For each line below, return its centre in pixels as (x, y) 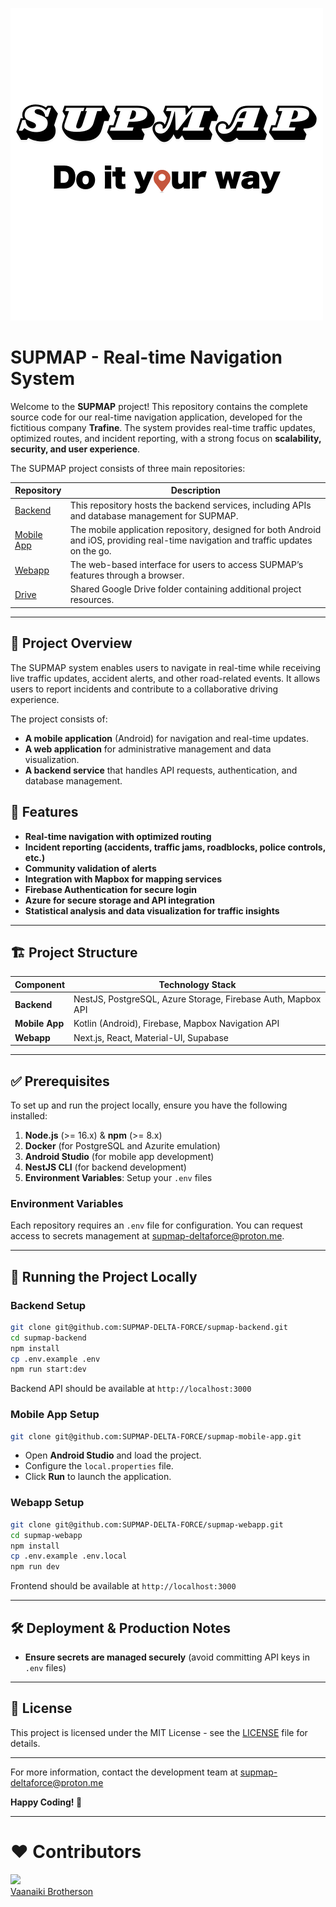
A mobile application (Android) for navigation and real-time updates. (166, 738)
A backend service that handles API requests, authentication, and (161, 770)
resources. (92, 600)
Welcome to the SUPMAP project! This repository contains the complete (159, 406)
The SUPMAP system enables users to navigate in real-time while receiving (165, 667)
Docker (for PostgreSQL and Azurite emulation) (122, 1145)
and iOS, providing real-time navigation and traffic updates (191, 540)
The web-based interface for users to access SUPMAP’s (186, 565)
